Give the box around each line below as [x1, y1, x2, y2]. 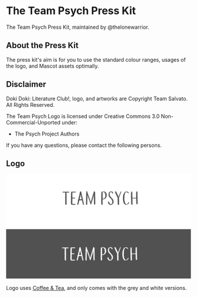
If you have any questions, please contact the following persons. [6, 141, 162, 148]
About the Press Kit [6, 41, 79, 50]
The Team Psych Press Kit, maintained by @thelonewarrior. [6, 23, 150, 31]
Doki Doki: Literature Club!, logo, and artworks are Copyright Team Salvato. [6, 95, 188, 102]
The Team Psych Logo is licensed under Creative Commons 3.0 [6, 113, 160, 120]
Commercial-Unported [6, 119, 60, 126]
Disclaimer [6, 79, 46, 89]
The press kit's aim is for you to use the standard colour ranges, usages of [6, 56, 186, 63]
